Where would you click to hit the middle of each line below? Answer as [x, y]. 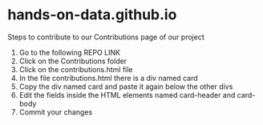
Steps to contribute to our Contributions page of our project [106, 37]
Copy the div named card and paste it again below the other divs [126, 87]
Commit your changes [56, 112]
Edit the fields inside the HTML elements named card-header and [127, 95]
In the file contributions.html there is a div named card [108, 78]
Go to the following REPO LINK [70, 52]
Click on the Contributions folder [73, 61]
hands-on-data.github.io [92, 15]
